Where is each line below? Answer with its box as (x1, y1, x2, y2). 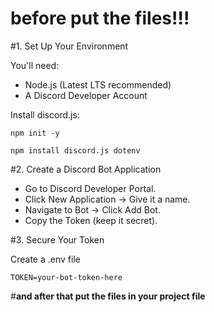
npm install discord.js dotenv (10, 145, 141, 156)
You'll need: (10, 59, 60, 71)
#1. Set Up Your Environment (10, 40, 129, 52)
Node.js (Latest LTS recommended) (24, 78, 172, 91)
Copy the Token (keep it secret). (24, 214, 158, 226)
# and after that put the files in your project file (10, 290, 206, 302)
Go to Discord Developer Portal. (24, 182, 157, 194)
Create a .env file (10, 253, 81, 265)
